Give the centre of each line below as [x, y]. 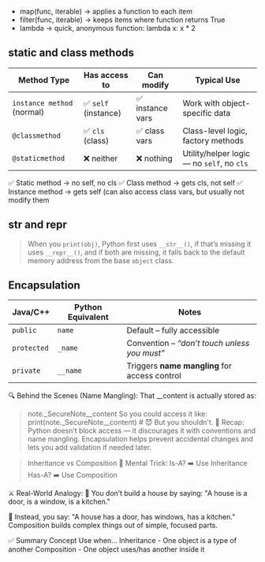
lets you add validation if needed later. [90, 448]
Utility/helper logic [216, 153]
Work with [202, 103]
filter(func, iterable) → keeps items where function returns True [122, 20]
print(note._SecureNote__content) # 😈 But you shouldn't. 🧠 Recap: [136, 422]
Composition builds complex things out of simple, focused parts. [113, 525]
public [24, 331]
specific [198, 113]
